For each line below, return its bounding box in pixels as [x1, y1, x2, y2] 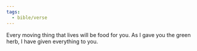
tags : [6, 8, 20, 15]
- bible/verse [12, 15, 47, 21]
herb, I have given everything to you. [6, 38, 98, 45]
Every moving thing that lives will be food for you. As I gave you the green [6, 31, 191, 38]
